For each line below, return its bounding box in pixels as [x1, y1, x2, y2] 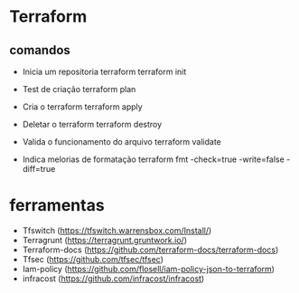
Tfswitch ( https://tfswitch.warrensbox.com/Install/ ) [22, 224, 212, 236]
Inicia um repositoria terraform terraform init [22, 66, 187, 77]
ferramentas [9, 195, 106, 216]
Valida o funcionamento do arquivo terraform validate [22, 137, 221, 146]
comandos [9, 43, 70, 58]
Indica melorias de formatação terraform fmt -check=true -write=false [22, 154, 285, 165]
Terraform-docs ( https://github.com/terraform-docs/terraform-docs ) [22, 244, 279, 255]
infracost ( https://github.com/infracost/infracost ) [22, 273, 205, 284]
